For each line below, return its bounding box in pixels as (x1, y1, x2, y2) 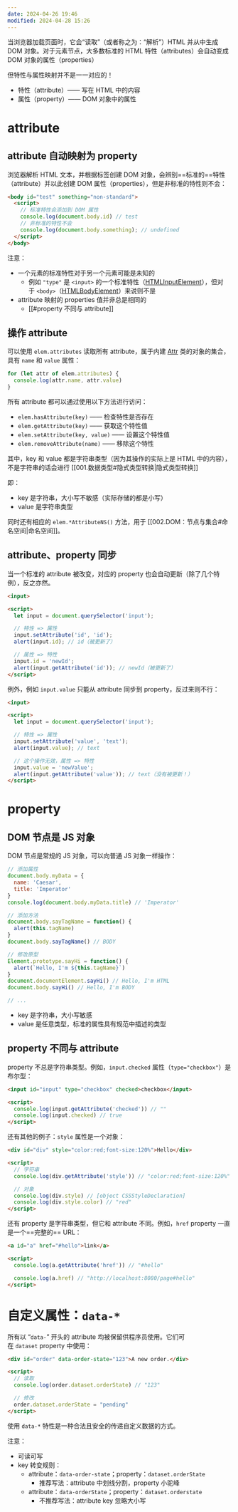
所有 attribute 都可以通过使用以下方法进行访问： (7, 397, 148, 406)
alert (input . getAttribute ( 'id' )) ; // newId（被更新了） (13, 664, 176, 672)
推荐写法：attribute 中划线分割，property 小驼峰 (38, 1479, 180, 1487)
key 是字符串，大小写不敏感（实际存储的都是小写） (17, 493, 167, 502)
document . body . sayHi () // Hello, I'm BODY (7, 984, 135, 991)
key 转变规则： (17, 1461, 62, 1469)
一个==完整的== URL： (13, 1228, 82, 1236)
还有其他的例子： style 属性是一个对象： (7, 1132, 125, 1141)
